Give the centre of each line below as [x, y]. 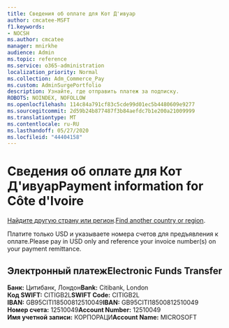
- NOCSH [19, 33]
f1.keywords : [26, 27]
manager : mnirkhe [32, 46]
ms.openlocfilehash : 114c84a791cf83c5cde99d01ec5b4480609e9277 [101, 105]
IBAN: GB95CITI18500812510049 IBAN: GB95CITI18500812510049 [103, 302]
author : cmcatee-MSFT [39, 20]
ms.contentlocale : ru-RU [43, 124]
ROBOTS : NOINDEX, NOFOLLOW [46, 98]
